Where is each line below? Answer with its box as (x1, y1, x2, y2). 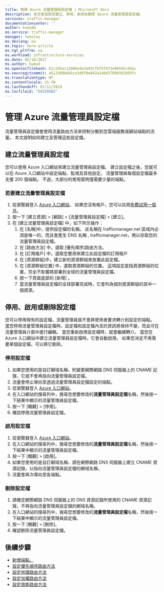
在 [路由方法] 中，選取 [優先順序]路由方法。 (19, 245, 106, 251)
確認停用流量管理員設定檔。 (12, 409, 68, 415)
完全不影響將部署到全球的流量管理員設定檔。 (28, 269, 118, 275)
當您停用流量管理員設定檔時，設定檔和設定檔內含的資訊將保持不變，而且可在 (5, 323, 159, 329)
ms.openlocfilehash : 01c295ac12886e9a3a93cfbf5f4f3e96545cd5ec (5, 66, 137, 71)
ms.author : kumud (5, 62, 41, 66)
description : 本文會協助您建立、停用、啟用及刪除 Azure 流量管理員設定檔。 (5, 12, 143, 17)
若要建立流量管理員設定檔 (5, 190, 65, 197)
